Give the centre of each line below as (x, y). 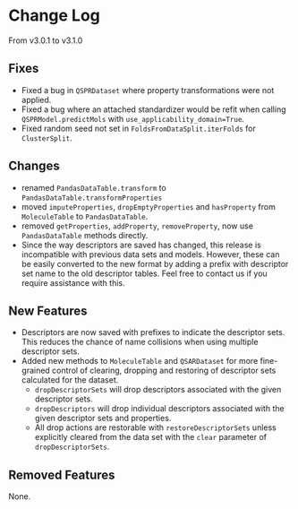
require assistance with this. (73, 282)
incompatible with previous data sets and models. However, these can (150, 254)
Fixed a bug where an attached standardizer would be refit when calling (154, 109)
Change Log (54, 16)
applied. (36, 99)
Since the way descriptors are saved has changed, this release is (141, 245)
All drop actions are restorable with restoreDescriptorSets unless (155, 427)
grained (35, 371)
